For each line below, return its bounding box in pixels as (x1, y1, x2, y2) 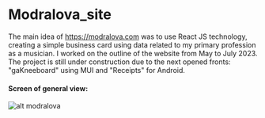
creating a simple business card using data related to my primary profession (8, 40, 256, 49)
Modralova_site (8, 6, 112, 24)
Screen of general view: (8, 83, 89, 93)
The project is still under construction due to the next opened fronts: (8, 57, 231, 67)
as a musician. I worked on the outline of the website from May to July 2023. (8, 48, 258, 58)
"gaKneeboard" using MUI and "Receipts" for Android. (8, 65, 186, 74)
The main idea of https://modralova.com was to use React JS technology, (8, 32, 248, 41)
